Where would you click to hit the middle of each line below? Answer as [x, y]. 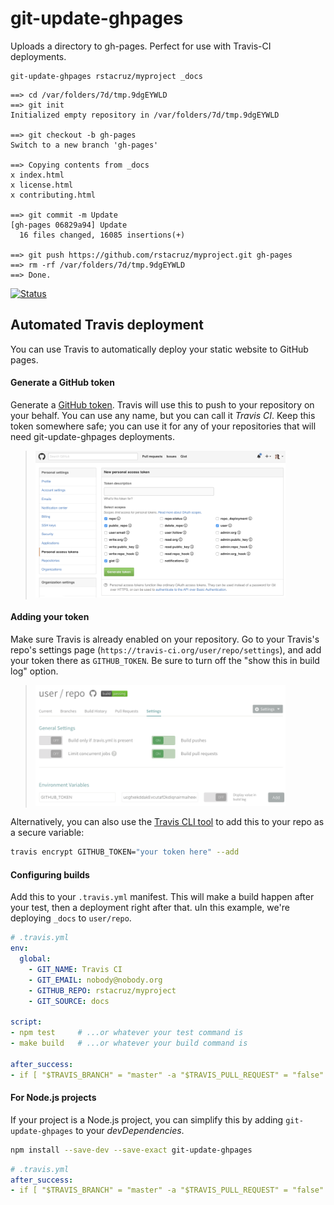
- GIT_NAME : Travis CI [75, 969]
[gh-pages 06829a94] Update [69, 225]
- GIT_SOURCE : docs [69, 1001]
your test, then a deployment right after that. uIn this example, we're [150, 908]
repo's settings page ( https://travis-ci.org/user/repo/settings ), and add [166, 649]
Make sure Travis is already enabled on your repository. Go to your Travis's [165, 639]
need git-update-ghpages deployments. [92, 436]
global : [35, 959]
